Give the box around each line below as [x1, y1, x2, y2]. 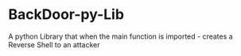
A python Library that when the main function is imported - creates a [8, 32, 233, 41]
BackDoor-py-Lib [8, 6, 125, 24]
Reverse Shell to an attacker [8, 39, 100, 49]
